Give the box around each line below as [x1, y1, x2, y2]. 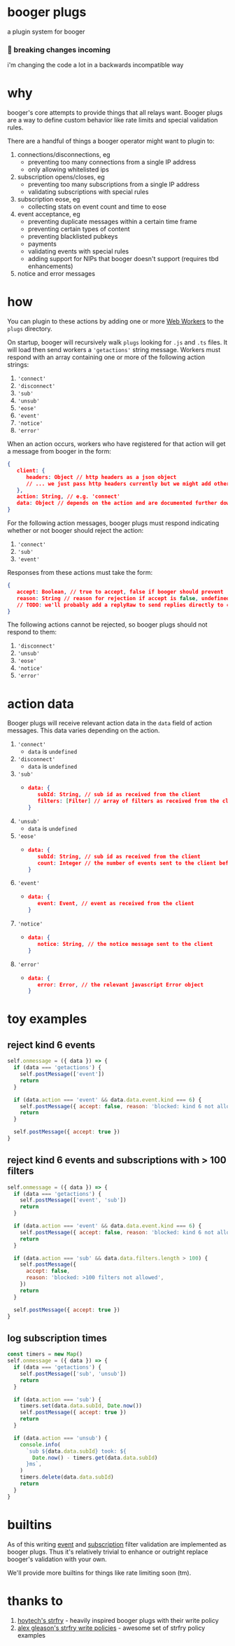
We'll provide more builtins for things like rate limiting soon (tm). [7, 1568, 192, 1577]
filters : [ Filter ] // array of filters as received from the [37, 797, 220, 805]
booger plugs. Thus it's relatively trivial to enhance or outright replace [7, 1547, 208, 1556]
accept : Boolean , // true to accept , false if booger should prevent [16, 588, 224, 595]
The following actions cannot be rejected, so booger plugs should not [7, 620, 208, 629]
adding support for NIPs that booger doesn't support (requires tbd [27, 255, 219, 263]
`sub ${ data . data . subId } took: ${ [25, 1447, 127, 1455]
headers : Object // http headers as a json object [25, 473, 177, 480]
